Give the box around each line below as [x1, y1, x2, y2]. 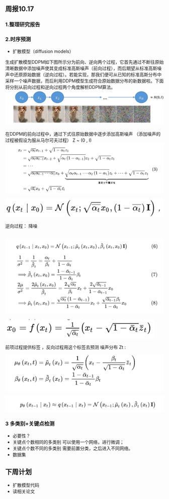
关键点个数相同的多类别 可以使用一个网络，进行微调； [12, 439, 124, 445]
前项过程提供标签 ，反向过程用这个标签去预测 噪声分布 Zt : [5, 344, 126, 350]
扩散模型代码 [12, 482, 39, 488]
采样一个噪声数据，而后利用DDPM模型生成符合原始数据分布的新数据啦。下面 [5, 77, 164, 84]
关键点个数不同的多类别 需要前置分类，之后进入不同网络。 [12, 445, 133, 451]
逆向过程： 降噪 [5, 223, 38, 229]
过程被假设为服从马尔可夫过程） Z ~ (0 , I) [5, 137, 92, 143]
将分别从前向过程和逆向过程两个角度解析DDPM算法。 [5, 84, 116, 90]
